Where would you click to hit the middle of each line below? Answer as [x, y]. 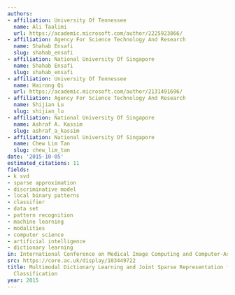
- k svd [19, 176]
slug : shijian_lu [39, 111]
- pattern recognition [40, 215]
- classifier [26, 202]
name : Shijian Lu [39, 105]
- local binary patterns [43, 196]
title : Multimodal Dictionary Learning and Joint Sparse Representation [115, 267]
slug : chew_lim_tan [42, 150]
